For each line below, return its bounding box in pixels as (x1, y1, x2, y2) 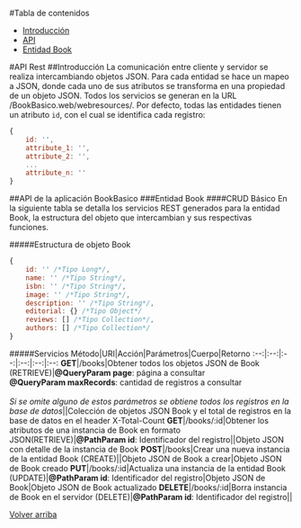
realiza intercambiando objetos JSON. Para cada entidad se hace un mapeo (9, 71, 290, 82)
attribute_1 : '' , (25, 143, 91, 152)
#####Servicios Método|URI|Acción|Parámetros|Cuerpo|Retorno (9, 348, 251, 359)
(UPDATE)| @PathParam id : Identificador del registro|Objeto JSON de (9, 472, 266, 483)
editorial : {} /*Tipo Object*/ (25, 307, 143, 316)
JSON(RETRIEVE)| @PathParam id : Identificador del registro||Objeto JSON (9, 434, 285, 444)
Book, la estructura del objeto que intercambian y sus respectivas (9, 212, 252, 223)
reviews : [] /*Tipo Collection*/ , (25, 315, 155, 325)
